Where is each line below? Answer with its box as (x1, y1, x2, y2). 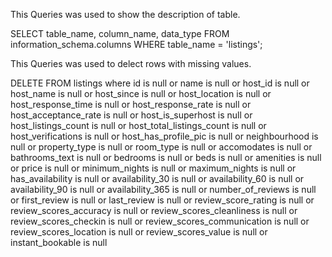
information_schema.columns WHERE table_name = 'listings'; (10, 39, 263, 50)
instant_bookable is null (10, 237, 108, 248)
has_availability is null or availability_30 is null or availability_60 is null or (10, 173, 305, 184)
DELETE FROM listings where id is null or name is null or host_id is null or (10, 77, 310, 89)
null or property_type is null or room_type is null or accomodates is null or (10, 141, 313, 153)
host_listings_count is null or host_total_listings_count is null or (10, 120, 267, 131)
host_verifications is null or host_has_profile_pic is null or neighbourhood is (10, 130, 319, 142)
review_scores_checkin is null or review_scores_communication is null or (10, 215, 310, 227)
